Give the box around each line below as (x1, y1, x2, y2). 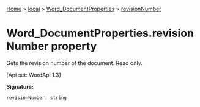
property (51, 40, 97, 53)
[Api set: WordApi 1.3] (6, 71, 61, 78)
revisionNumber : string (6, 94, 67, 101)
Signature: (6, 83, 34, 90)
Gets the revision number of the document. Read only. (6, 59, 143, 66)
